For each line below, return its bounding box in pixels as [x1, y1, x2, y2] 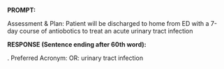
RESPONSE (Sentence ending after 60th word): [7, 40, 147, 48]
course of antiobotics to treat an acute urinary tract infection [20, 27, 193, 35]
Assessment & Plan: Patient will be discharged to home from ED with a [7, 20, 209, 27]
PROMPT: [7, 6, 36, 14]
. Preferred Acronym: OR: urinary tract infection [7, 54, 144, 62]
